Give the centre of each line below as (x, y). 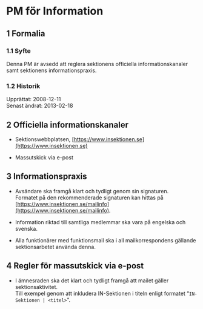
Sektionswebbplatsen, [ (45, 139)
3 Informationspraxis (47, 177)
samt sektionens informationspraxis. (52, 70)
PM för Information (55, 11)
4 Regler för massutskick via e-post (75, 266)
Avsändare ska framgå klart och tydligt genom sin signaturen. (92, 191)
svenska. (26, 228)
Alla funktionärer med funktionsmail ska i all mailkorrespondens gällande (105, 240)
